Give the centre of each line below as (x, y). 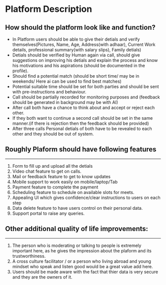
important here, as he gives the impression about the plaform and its (82, 250)
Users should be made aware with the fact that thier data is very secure (85, 272)
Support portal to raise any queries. (48, 213)
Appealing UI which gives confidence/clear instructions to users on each (86, 197)
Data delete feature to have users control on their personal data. (78, 208)
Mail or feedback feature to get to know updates (61, 176)
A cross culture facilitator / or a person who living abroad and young (82, 261)
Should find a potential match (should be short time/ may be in (76, 76)
